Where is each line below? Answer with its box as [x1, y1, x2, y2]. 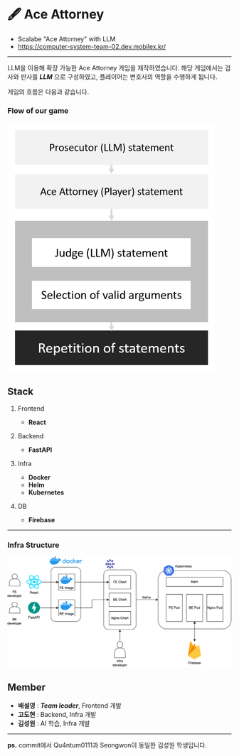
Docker [28, 473, 51, 482]
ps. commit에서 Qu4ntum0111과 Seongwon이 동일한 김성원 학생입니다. [7, 740, 208, 749]
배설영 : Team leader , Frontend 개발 [17, 701, 122, 710]
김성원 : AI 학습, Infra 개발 [17, 719, 90, 728]
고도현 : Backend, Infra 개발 [17, 710, 97, 718]
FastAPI [28, 445, 53, 454]
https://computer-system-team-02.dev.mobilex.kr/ [17, 42, 166, 50]
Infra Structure [7, 540, 60, 550]
